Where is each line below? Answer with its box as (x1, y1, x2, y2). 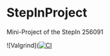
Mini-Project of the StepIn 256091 (6, 28, 104, 36)
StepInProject (6, 5, 88, 21)
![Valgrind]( (6, 41, 39, 49)
